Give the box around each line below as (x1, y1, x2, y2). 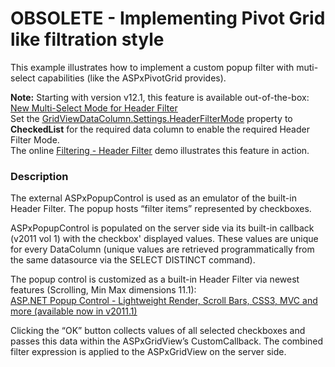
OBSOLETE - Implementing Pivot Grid (10, 7, 326, 30)
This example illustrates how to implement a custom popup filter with (10, 61, 295, 73)
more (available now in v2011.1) (10, 305, 138, 317)
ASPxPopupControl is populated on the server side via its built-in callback (10, 222, 315, 234)
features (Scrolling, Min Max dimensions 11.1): (10, 284, 197, 296)
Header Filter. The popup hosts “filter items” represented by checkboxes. (10, 203, 312, 215)
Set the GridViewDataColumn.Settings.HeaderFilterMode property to (10, 112, 293, 124)
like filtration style (10, 28, 165, 51)
